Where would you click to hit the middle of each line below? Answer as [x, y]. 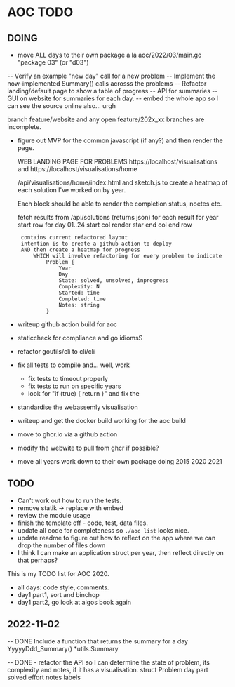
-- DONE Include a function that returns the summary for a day [98, 641]
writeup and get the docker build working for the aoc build [101, 421]
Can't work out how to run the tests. [69, 500]
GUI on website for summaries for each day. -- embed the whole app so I [113, 98]
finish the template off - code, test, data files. [83, 523]
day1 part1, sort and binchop [58, 594]
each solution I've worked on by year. [72, 190]
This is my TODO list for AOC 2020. [59, 573]
